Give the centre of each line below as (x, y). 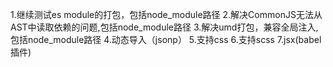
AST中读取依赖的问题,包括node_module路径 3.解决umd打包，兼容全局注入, (164, 27)
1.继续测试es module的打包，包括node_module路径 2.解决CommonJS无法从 (166, 14)
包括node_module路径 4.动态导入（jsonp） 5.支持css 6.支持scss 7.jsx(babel (166, 39)
